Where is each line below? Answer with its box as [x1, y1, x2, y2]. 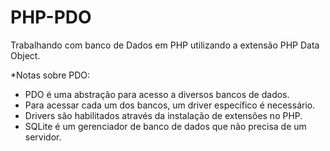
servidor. [24, 131, 62, 143]
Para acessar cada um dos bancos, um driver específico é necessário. [24, 99, 316, 111]
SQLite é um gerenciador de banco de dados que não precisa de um [24, 120, 307, 132]
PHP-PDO [10, 6, 92, 29]
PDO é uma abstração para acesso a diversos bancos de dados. [24, 88, 290, 100]
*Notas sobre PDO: [10, 69, 91, 81]
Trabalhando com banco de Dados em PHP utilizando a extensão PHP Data [10, 39, 320, 51]
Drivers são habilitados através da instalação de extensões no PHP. [24, 109, 303, 121]
